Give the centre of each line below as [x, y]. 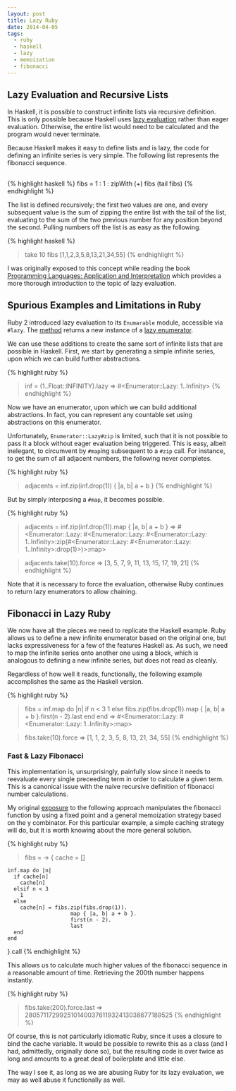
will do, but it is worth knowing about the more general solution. [100, 830]
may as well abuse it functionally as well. [66, 1080]
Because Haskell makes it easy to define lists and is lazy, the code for [108, 148]
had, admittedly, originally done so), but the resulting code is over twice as [116, 1051]
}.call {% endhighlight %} [44, 951]
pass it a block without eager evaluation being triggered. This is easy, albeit [117, 443]
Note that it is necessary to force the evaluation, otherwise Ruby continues [116, 584]
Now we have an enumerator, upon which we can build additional [102, 407]
